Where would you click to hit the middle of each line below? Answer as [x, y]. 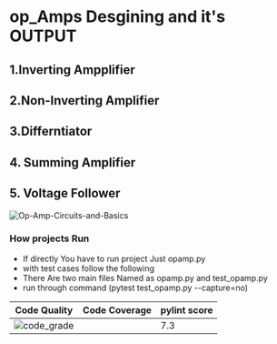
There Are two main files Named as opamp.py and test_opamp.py [145, 278]
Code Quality [44, 309]
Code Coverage [118, 309]
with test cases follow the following [89, 268]
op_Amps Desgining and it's [117, 17]
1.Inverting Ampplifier [73, 70]
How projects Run [49, 238]
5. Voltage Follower [65, 193]
